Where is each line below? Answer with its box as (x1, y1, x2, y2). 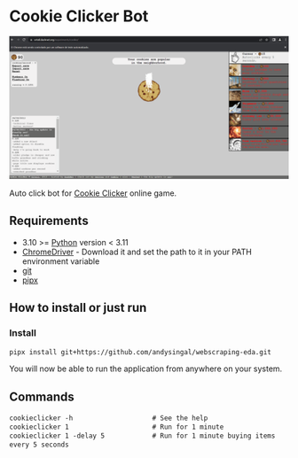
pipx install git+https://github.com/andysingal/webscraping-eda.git (9, 348, 272, 357)
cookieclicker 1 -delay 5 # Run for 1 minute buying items (9, 431, 276, 440)
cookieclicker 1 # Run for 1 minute (9, 423, 224, 431)
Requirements (9, 213, 89, 229)
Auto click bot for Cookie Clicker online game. (9, 188, 177, 198)
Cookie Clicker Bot (9, 6, 149, 27)
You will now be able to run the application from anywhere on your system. (9, 363, 283, 374)
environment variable (21, 255, 100, 267)
